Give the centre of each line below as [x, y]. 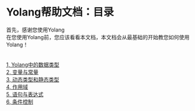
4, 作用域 [17, 87]
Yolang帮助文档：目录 [60, 12]
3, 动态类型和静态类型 [33, 79]
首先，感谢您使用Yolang [35, 30]
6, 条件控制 [20, 102]
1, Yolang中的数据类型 [33, 64]
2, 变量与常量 [22, 72]
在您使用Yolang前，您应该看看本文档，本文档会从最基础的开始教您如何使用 [98, 37]
